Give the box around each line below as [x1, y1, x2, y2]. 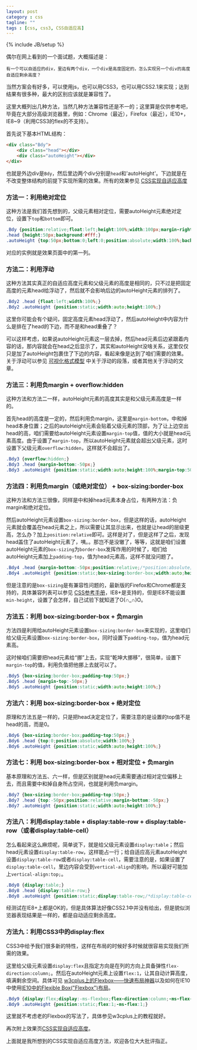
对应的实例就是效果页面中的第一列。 [6, 249, 94, 256]
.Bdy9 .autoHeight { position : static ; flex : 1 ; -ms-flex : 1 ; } [6, 1001, 148, 1007]
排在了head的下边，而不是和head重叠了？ [16, 322, 118, 329]
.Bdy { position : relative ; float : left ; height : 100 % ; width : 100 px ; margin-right [6, 227, 193, 233]
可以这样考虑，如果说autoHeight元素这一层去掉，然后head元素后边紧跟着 [6, 335, 184, 342]
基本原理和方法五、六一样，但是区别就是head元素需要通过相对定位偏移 [6, 773, 178, 780]
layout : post [6, 8, 38, 15]
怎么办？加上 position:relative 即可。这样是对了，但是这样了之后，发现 [16, 531, 189, 538]
